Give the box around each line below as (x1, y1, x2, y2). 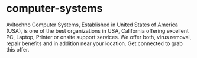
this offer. (6, 46, 30, 53)
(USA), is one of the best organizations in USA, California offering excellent (6, 27, 189, 34)
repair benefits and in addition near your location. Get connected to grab (6, 40, 183, 47)
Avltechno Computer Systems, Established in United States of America (6, 21, 179, 28)
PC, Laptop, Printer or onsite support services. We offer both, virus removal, (6, 33, 192, 40)
